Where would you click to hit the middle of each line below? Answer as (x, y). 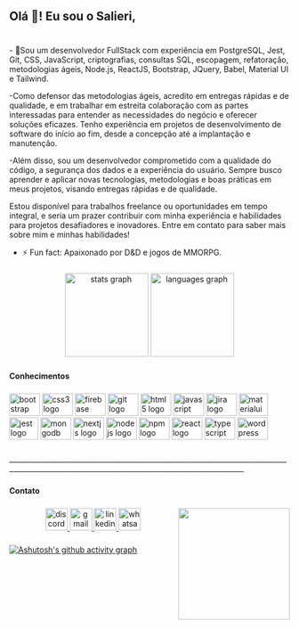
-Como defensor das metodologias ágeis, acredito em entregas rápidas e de (149, 96)
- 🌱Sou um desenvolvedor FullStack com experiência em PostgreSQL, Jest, (147, 51)
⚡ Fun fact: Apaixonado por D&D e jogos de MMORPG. (122, 253)
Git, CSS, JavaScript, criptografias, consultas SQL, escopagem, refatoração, (149, 60)
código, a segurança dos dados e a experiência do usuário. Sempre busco (146, 170)
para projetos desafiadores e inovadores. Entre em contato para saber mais (148, 225)
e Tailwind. (29, 79)
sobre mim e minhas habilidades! (70, 235)
